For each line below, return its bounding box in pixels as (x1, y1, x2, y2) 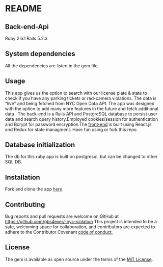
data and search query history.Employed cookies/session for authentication (5, 116, 158, 122)
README (5, 3, 42, 14)
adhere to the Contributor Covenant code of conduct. (5, 229, 113, 235)
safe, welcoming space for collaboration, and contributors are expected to (5, 224, 156, 230)
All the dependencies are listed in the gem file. (5, 62, 99, 69)
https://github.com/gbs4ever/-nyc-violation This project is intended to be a (5, 219, 157, 225)
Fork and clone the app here (5, 186, 62, 192)
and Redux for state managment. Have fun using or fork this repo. (5, 126, 138, 133)
